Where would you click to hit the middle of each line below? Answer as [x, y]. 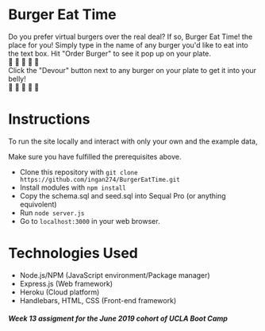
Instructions [49, 119]
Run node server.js [52, 213]
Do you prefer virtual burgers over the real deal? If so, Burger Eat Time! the [131, 37]
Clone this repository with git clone [79, 171]
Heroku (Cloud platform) [60, 292]
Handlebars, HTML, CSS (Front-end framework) [98, 300]
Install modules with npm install [73, 187]
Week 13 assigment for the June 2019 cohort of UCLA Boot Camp [118, 318]
